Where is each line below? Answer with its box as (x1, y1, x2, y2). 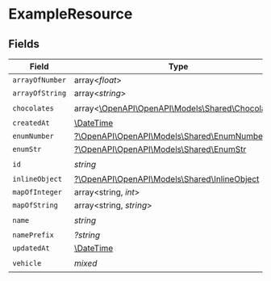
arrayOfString (12, 89, 67, 98)
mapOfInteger (12, 187, 63, 196)
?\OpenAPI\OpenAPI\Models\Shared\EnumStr (73, 144, 247, 154)
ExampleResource (8, 5, 133, 23)
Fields (8, 37, 40, 51)
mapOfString (12, 201, 59, 210)
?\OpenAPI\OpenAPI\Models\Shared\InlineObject (73, 174, 260, 184)
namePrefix (12, 231, 54, 239)
